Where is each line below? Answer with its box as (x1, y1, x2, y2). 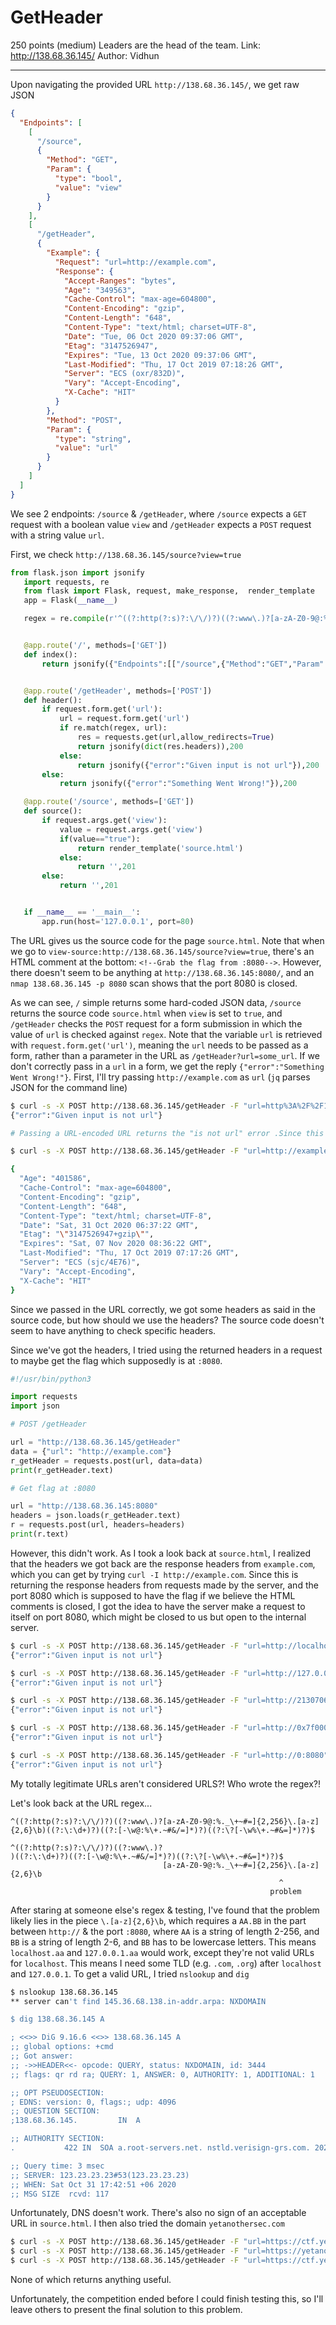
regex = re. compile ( (23, 614, 110, 624)
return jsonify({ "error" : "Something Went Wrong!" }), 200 (59, 779, 298, 789)
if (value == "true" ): (59, 834, 141, 844)
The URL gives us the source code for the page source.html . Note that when (10, 934, 325, 946)
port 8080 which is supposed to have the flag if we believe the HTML (10, 1589, 296, 1601)
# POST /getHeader (10, 1419, 87, 1430)
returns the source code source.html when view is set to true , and (10, 1007, 283, 1019)
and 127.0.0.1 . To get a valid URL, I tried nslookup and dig (10, 1967, 250, 1980)
